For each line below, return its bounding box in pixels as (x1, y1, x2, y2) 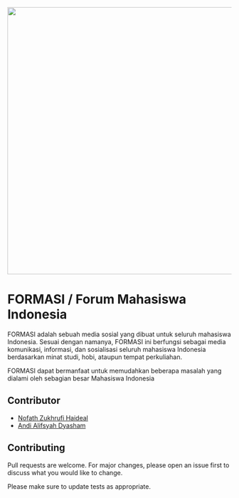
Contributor (7, 395, 60, 407)
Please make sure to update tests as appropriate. (7, 482, 152, 491)
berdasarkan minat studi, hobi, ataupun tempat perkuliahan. (7, 353, 183, 361)
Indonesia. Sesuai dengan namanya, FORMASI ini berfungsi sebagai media (7, 337, 226, 346)
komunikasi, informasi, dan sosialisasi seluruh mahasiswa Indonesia (7, 345, 206, 353)
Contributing (7, 442, 65, 454)
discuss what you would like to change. (7, 468, 123, 477)
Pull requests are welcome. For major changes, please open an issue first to (7, 460, 230, 470)
